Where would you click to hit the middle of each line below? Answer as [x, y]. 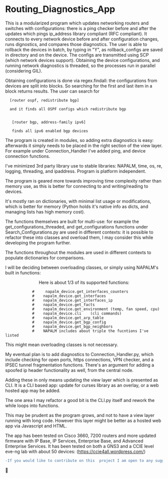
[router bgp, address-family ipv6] [49, 122]
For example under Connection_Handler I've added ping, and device [75, 150]
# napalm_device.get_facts [63, 304]
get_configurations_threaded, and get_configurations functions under [77, 226]
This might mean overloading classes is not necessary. [62, 344]
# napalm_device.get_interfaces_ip [72, 300]
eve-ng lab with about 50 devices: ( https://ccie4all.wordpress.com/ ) [75, 451]
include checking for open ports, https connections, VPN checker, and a [79, 359]
